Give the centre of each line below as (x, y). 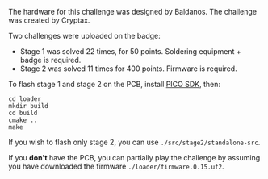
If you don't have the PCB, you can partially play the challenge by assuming (134, 158)
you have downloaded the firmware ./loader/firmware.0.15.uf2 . (116, 166)
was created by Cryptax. (49, 20)
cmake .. (23, 120)
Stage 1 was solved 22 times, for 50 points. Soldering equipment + (130, 51)
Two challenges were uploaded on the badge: (84, 36)
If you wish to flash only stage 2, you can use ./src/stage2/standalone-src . (134, 142)
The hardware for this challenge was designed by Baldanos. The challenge (132, 12)
